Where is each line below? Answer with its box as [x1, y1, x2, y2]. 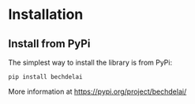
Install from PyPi [8, 37, 91, 50]
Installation [8, 6, 84, 24]
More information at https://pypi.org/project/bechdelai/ [8, 87, 187, 96]
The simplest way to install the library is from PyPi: [8, 58, 172, 67]
